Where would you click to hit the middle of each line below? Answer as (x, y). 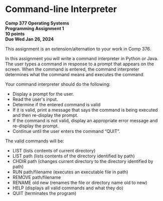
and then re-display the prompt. (45, 115)
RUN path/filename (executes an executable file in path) (70, 172)
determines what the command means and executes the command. (75, 74)
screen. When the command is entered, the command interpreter (72, 69)
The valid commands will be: (35, 141)
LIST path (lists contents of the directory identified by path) (74, 156)
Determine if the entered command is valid (56, 104)
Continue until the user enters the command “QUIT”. (66, 131)
